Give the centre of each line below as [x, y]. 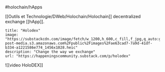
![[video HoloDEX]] [24, 65]
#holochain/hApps [24, 7]
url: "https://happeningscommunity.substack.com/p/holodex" [68, 56]
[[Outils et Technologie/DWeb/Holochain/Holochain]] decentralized [73, 16]
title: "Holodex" [23, 31]
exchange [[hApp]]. [25, 22]
